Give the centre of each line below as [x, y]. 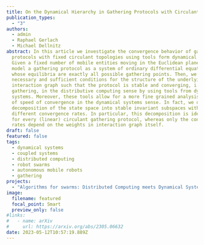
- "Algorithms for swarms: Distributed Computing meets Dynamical [97, 187]
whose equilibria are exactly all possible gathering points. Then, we [104, 74]
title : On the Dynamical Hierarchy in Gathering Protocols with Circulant [103, 12]
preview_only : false [38, 210]
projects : [19, 182]
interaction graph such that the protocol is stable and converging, [101, 86]
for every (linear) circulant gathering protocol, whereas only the [100, 119]
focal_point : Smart [36, 204]
